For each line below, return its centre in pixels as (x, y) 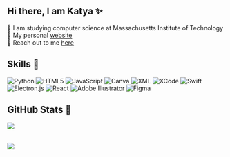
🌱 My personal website (40, 35)
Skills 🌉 (23, 64)
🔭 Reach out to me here (41, 42)
